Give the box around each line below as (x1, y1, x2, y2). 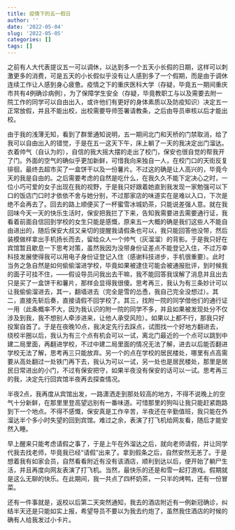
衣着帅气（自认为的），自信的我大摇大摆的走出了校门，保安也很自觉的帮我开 (7, 148, 225, 156)
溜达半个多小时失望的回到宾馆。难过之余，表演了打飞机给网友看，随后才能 (7, 416, 222, 424)
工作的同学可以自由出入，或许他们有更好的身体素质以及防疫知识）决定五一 (13, 98, 228, 106)
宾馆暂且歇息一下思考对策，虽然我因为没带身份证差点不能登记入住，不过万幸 (7, 244, 228, 252)
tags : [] (7, 43, 33, 50)
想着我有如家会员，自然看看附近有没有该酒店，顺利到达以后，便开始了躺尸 (7, 457, 222, 465)
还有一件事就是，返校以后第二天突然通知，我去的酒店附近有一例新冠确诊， (7, 498, 222, 506)
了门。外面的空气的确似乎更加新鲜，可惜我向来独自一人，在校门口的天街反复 (7, 157, 228, 164)
